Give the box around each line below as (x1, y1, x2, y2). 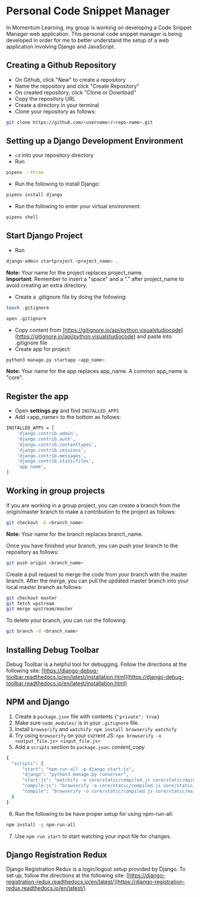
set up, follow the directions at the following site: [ (6, 872, 129, 879)
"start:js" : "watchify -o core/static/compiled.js (21, 777, 151, 783)
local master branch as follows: (6, 583, 83, 590)
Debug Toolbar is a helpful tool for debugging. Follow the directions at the (6, 661, 187, 668)
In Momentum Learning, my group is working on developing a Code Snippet (6, 24, 192, 31)
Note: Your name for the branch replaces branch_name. (6, 530, 143, 538)
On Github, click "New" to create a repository (14, 76, 126, 83)
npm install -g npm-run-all (6, 822, 76, 828)
